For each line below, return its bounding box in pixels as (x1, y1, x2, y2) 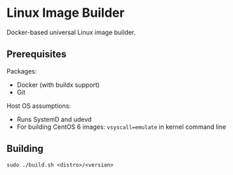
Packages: (6, 66, 37, 75)
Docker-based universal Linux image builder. (6, 28, 136, 36)
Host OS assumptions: (6, 101, 72, 110)
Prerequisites (6, 48, 67, 60)
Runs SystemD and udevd (16, 115, 92, 123)
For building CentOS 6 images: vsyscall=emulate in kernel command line (16, 122, 227, 131)
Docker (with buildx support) (16, 80, 100, 89)
